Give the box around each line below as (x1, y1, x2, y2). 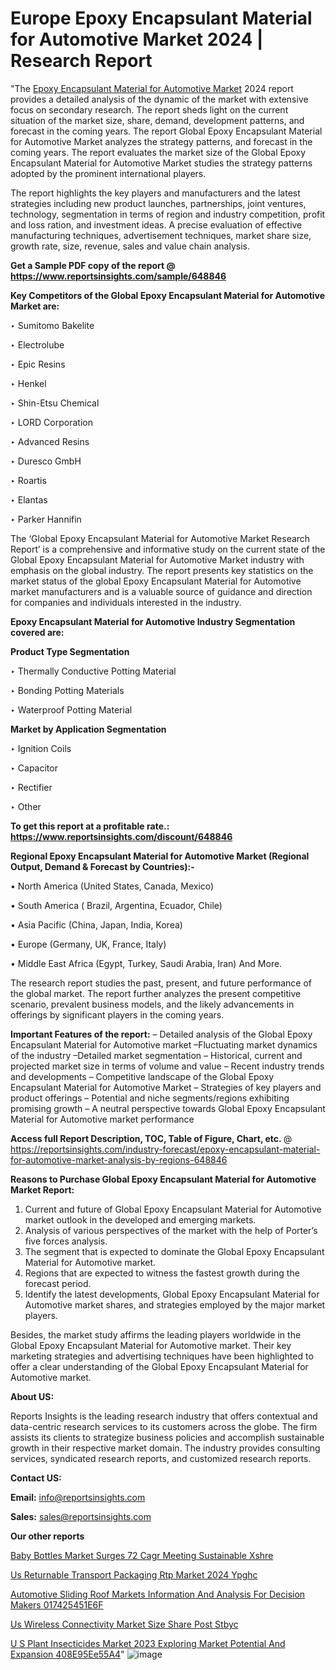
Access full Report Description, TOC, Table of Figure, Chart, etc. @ (10, 1132, 293, 1144)
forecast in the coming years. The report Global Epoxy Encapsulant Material (10, 125, 323, 137)
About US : (10, 1390, 55, 1402)
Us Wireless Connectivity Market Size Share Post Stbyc (10, 1618, 239, 1630)
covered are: (10, 626, 65, 638)
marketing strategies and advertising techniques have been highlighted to (10, 1350, 314, 1362)
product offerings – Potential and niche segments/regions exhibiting (10, 1092, 290, 1104)
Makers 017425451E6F (10, 1598, 104, 1611)
